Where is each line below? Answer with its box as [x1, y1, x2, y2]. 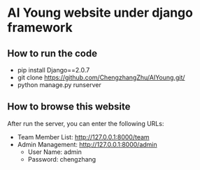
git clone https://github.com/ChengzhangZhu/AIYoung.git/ [17, 73, 185, 82]
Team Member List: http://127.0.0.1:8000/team [17, 132, 150, 141]
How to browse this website [7, 101, 131, 113]
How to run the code [7, 47, 98, 59]
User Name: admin [27, 148, 82, 156]
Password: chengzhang [27, 155, 97, 163]
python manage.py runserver [17, 81, 101, 88]
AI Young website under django [7, 5, 194, 21]
